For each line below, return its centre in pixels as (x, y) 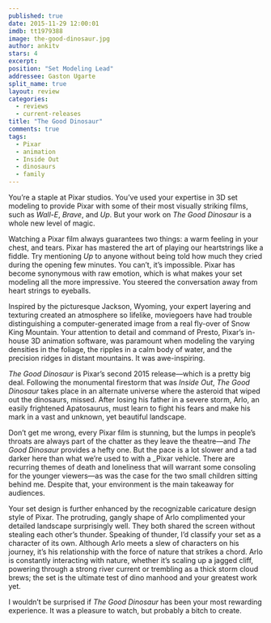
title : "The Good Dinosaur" (56, 122)
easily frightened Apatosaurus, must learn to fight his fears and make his (129, 408)
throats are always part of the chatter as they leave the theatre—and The (129, 441)
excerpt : (23, 62)
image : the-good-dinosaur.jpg (59, 39)
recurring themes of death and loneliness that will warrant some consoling (132, 467)
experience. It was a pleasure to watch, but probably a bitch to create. (125, 610)
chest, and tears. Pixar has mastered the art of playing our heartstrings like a (136, 247)
